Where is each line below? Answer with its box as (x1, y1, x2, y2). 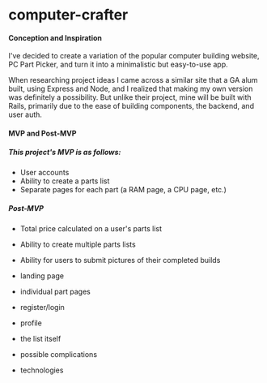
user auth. (8, 110, 43, 119)
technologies (19, 365, 64, 375)
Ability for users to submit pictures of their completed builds (19, 255, 221, 265)
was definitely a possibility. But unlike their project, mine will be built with (8, 93, 252, 102)
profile (19, 318, 42, 328)
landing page (19, 270, 65, 281)
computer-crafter (8, 6, 129, 24)
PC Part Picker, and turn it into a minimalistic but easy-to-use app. (8, 59, 228, 70)
